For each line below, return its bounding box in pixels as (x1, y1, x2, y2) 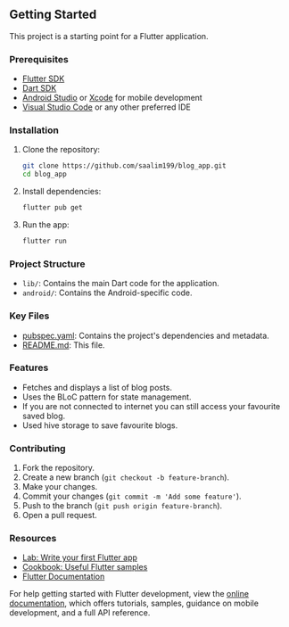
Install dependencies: (21, 186, 102, 197)
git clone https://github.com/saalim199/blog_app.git (21, 161, 227, 170)
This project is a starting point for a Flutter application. (9, 30, 209, 41)
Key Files (9, 309, 50, 322)
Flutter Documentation (21, 571, 105, 582)
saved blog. (21, 410, 66, 421)
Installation (9, 124, 60, 136)
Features (9, 361, 49, 374)
